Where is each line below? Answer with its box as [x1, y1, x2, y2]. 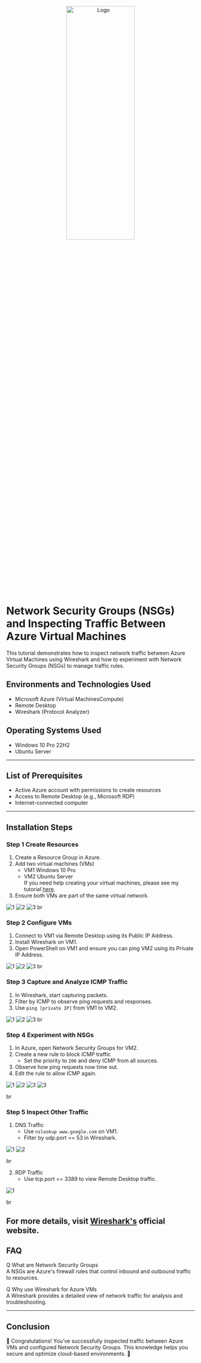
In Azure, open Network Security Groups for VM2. [14, 1044, 139, 1051]
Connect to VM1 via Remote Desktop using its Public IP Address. [14, 932, 174, 940]
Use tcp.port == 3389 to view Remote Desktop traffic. [23, 1176, 157, 1183]
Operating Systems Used [6, 725, 102, 736]
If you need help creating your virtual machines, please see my [23, 879, 179, 886]
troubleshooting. [6, 1298, 47, 1306]
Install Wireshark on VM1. [14, 938, 78, 946]
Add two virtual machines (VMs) [14, 860, 95, 868]
